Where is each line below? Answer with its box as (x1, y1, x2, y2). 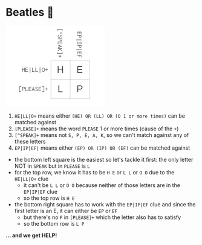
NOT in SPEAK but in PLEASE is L (14, 162, 90, 170)
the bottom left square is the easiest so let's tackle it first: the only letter (14, 156, 194, 163)
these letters (14, 138, 46, 145)
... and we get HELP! (5, 232, 57, 239)
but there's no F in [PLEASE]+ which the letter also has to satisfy (23, 214, 181, 221)
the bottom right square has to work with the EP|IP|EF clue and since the (14, 200, 196, 208)
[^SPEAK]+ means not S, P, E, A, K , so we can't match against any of (14, 131, 189, 138)
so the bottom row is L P (23, 220, 85, 227)
